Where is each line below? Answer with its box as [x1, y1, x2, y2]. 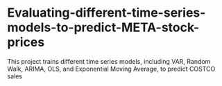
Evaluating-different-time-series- [7, 5, 206, 21]
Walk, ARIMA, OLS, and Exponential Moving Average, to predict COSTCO [7, 64, 216, 73]
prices [7, 35, 45, 50]
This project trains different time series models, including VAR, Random [7, 57, 211, 65]
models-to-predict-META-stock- [7, 19, 200, 35]
